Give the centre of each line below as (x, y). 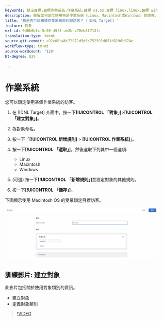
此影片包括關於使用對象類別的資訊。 (41, 287)
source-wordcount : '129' (30, 51)
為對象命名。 (25, 129)
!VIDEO (24, 314)
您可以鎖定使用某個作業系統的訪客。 (41, 102)
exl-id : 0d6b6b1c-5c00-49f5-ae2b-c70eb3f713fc (53, 31)
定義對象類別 (25, 304)
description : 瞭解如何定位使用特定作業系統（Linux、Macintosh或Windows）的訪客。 (82, 15)
